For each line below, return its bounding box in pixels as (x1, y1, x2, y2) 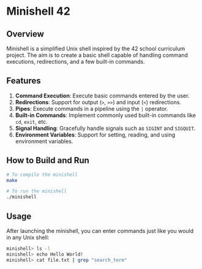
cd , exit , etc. (15, 118, 48, 125)
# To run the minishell (6, 188, 67, 194)
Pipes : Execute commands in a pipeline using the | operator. (15, 105, 168, 112)
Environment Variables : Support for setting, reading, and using (15, 131, 176, 138)
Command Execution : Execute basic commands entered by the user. (15, 92, 190, 99)
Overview (6, 29, 45, 39)
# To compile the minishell (6, 172, 78, 178)
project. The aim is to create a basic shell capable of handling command (6, 51, 189, 59)
